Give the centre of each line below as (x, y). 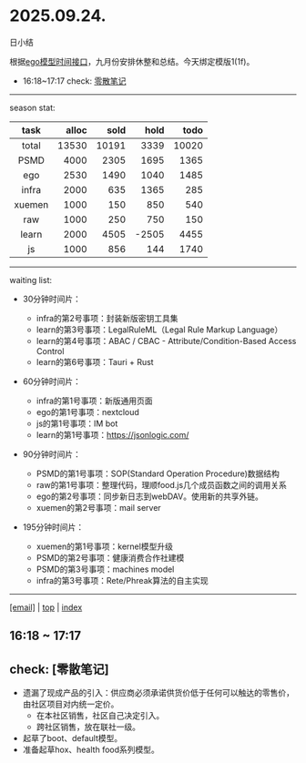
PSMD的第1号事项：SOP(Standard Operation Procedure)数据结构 (158, 473)
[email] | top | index (46, 607)
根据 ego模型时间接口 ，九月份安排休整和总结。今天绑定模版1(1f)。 (132, 61)
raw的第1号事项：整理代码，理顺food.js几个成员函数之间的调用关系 (161, 484)
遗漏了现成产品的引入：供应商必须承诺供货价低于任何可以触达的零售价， (158, 693)
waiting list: (31, 280)
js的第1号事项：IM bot (77, 423)
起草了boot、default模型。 (72, 738)
